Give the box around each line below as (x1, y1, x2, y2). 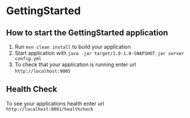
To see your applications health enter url (6, 100, 104, 107)
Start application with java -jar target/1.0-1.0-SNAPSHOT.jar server (14, 50, 185, 57)
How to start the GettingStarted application (6, 28, 168, 38)
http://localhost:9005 (14, 68, 71, 74)
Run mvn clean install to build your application (14, 43, 131, 50)
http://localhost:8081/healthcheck (6, 106, 94, 112)
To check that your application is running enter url (14, 61, 136, 68)
